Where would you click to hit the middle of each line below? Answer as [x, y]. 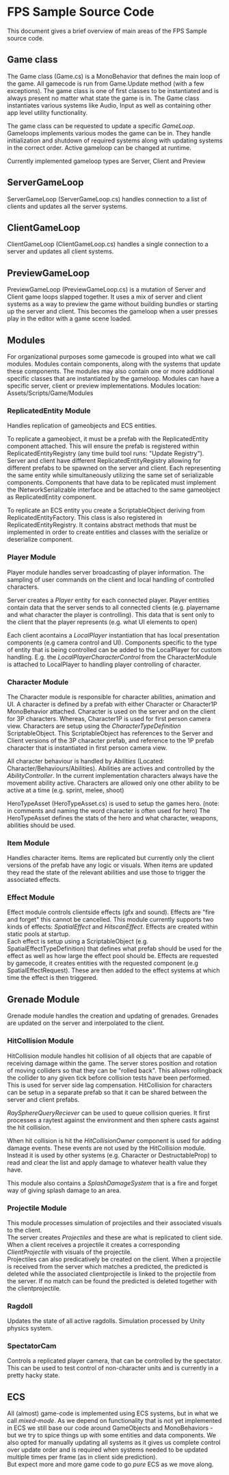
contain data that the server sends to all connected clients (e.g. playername [113, 607]
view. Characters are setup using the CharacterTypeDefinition [94, 726]
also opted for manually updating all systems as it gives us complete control [114, 1443]
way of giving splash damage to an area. [64, 1190]
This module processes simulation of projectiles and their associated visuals [114, 1222]
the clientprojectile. [34, 1288]
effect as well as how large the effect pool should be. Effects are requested [113, 956]
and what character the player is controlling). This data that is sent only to [111, 614]
